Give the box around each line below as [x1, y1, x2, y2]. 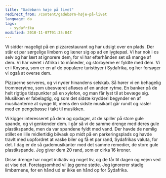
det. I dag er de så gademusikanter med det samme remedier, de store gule [5, 142, 159, 147]
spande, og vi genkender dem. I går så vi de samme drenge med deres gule [5, 121, 160, 127]
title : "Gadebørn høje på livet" [5, 7, 74, 12]
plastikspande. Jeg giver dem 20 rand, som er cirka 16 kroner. [5, 147, 131, 153]
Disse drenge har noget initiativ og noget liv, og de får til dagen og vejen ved [5, 157, 161, 162]
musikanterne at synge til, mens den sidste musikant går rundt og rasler [5, 101, 152, 106]
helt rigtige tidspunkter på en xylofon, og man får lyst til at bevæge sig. [5, 90, 150, 96]
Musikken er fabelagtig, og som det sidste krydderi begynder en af [5, 95, 141, 101]
